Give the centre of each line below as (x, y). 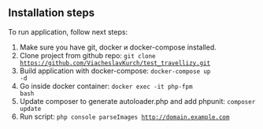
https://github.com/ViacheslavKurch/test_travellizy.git (115, 63)
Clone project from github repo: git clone (87, 55)
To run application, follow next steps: (68, 31)
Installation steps (52, 13)
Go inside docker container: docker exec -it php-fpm (106, 86)
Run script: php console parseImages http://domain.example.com (124, 116)
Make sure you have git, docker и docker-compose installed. (118, 47)
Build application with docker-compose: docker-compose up (115, 71)
